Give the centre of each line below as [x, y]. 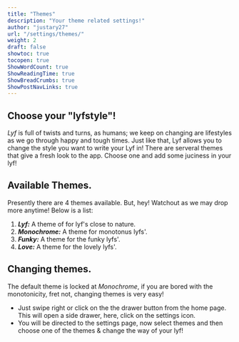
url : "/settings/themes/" [46, 34]
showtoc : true [29, 54]
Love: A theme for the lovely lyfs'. [67, 247]
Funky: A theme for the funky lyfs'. [69, 239]
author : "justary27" [38, 27]
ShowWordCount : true [38, 67]
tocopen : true [29, 61]
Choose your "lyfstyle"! [62, 116]
